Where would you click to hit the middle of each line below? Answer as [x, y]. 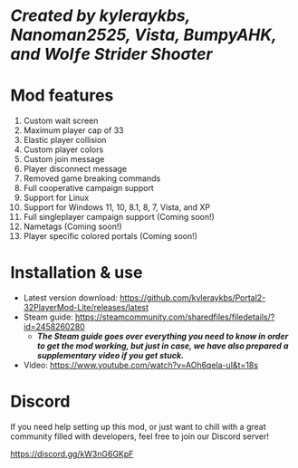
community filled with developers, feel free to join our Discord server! [140, 436]
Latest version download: [71, 298]
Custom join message [64, 159]
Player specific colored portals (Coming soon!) [111, 236]
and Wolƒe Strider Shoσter [111, 54]
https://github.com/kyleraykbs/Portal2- [193, 298]
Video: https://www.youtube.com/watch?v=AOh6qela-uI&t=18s [141, 365]
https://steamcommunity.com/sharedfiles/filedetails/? [175, 317]
